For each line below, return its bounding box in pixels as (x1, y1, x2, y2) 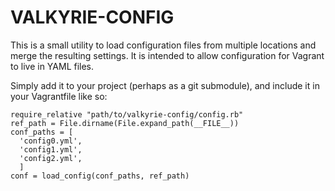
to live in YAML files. (10, 60, 95, 72)
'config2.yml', (19, 153, 83, 163)
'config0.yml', (19, 136, 83, 146)
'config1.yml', (19, 144, 83, 155)
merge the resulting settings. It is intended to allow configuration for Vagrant (10, 49, 325, 61)
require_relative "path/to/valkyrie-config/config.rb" (10, 109, 244, 120)
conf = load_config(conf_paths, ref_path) (10, 171, 190, 181)
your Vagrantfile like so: (10, 90, 108, 102)
